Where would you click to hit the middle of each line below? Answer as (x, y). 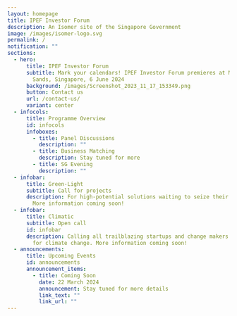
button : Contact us (54, 92)
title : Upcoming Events (61, 256)
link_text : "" (59, 295)
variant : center (50, 106)
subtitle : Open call (56, 223)
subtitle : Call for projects (69, 191)
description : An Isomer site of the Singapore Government (94, 27)
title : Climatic (50, 217)
